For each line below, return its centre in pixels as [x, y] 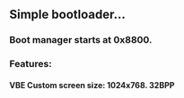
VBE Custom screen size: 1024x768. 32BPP [92, 85]
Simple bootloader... [67, 15]
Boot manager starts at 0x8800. [81, 40]
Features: [31, 64]
